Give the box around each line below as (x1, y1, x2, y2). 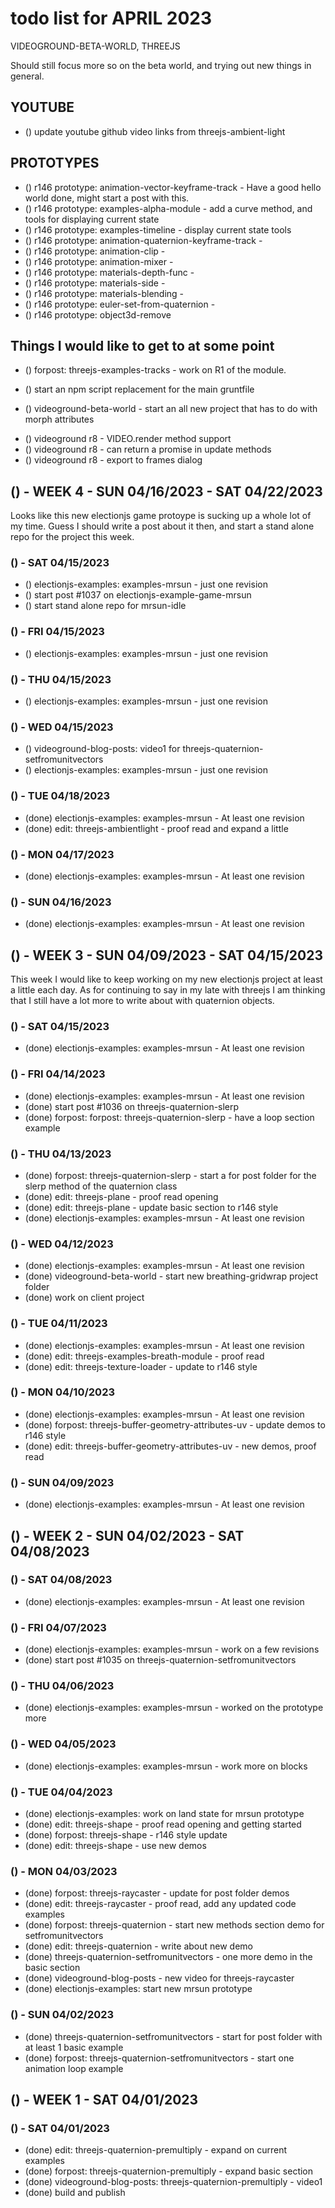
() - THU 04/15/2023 (10, 672, 112, 686)
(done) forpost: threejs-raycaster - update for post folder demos (24, 1887, 290, 1899)
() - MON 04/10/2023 (10, 1385, 116, 1399)
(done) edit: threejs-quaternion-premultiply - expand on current (24, 2144, 288, 2156)
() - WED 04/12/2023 (10, 1237, 114, 1251)
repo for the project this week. (10, 531, 135, 543)
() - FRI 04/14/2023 (10, 1067, 106, 1081)
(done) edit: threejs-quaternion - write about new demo (24, 1940, 253, 1952)
